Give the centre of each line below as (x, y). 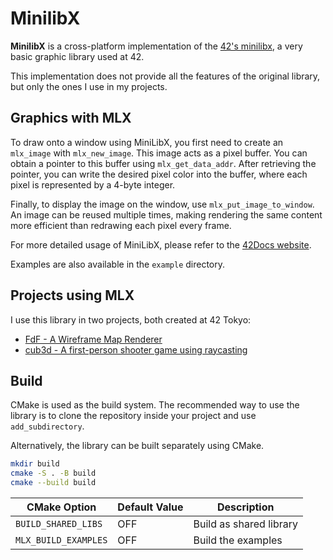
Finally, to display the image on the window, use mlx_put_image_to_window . (162, 204)
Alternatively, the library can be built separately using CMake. (137, 446)
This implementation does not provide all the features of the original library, (165, 76)
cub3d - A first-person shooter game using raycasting (136, 349)
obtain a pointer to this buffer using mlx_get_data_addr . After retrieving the (163, 163)
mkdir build (35, 464)
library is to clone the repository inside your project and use (133, 416)
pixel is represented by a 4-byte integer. (93, 184)
